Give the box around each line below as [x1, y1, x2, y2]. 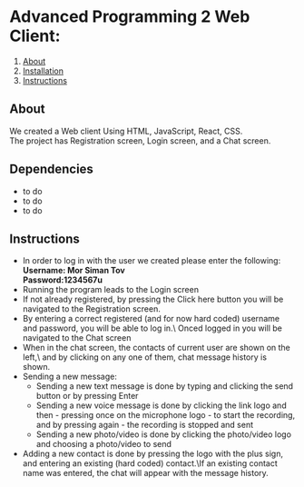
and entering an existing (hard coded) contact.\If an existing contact [22, 458, 279, 469]
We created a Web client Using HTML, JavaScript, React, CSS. [9, 125, 243, 136]
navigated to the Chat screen [22, 333, 132, 343]
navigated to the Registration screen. [22, 303, 161, 314]
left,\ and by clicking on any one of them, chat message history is [22, 352, 268, 363]
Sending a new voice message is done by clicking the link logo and [35, 400, 288, 411]
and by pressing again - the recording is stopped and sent [35, 420, 254, 431]
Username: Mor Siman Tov [22, 265, 125, 276]
